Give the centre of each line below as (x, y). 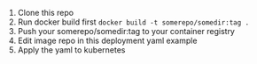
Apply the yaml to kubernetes (71, 50)
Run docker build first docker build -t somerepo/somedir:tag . (133, 22)
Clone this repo (45, 13)
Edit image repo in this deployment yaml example (107, 40)
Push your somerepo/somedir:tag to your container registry (126, 31)
